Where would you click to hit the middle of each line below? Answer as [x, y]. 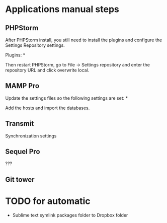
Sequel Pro [23, 152]
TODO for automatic [48, 201]
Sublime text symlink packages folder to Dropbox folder [70, 215]
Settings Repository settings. [35, 45]
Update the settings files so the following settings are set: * [67, 98]
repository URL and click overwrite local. [47, 70]
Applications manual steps [62, 9]
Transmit [20, 124]
